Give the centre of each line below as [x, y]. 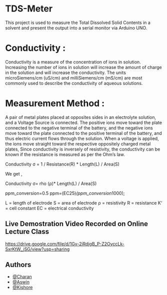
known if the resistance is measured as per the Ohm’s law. [65, 154]
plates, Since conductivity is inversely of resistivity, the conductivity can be [83, 149]
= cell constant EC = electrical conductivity [49, 208]
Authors [18, 265]
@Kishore [22, 287]
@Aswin [21, 282]
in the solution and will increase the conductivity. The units [66, 72]
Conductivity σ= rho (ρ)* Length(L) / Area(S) [51, 183]
